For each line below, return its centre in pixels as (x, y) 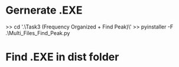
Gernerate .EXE (44, 10)
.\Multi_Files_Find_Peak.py (38, 33)
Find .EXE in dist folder (62, 57)
